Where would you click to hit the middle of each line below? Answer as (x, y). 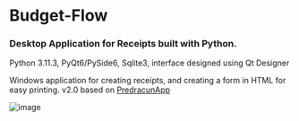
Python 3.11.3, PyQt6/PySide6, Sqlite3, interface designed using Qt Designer (149, 63)
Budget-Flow (59, 16)
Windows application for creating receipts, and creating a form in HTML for (148, 81)
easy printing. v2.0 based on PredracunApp (90, 90)
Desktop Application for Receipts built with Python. (123, 44)
